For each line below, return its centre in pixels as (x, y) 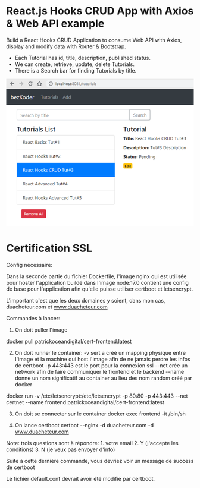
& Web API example (55, 23)
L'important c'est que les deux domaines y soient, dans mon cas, (86, 300)
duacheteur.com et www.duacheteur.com (57, 307)
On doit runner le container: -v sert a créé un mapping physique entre (100, 352)
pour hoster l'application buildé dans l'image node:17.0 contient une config (98, 282)
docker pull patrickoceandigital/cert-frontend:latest (69, 341)
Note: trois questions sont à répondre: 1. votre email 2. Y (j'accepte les (92, 443)
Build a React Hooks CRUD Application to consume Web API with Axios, (94, 40)
